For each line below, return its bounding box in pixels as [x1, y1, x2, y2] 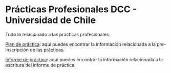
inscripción [5, 46, 29, 53]
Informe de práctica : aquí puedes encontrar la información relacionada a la [5, 56, 163, 62]
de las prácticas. [30, 46, 65, 53]
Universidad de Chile [5, 14, 96, 26]
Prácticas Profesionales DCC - [5, 4, 137, 15]
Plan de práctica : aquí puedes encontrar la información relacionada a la [5, 41, 156, 47]
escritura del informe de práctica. [5, 62, 76, 68]
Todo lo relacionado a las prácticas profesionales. [5, 31, 110, 37]
